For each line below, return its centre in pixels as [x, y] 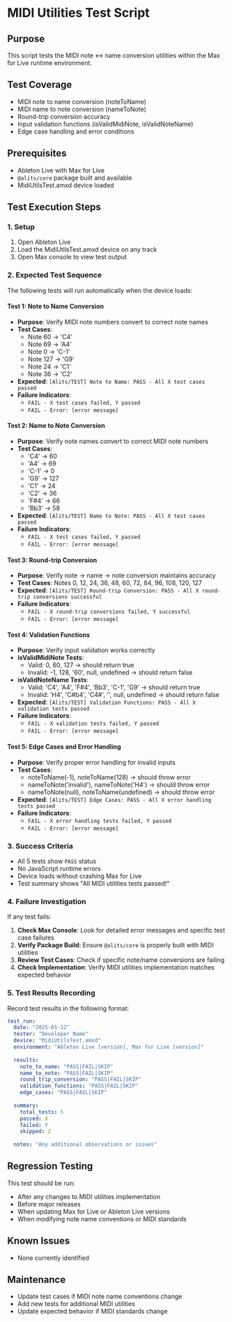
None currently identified [53, 1258]
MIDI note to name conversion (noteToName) [82, 101]
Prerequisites [37, 153]
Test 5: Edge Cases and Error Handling [64, 747]
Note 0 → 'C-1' [49, 352]
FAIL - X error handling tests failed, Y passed [100, 821]
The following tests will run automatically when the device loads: [100, 290]
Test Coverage [40, 85]
